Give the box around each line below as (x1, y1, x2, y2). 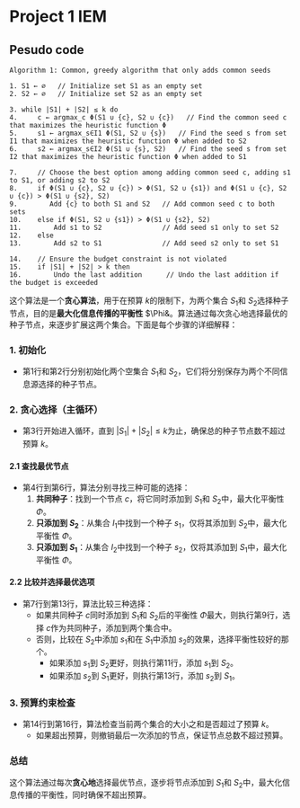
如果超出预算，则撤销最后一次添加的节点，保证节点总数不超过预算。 (35, 730, 288, 741)
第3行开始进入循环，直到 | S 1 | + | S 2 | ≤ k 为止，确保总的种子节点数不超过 (22, 425, 286, 438)
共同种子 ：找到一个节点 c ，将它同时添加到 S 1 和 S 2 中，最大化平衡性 (35, 493, 285, 506)
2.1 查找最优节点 (9, 460, 69, 471)
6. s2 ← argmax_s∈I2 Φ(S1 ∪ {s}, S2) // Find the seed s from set (9, 145, 287, 154)
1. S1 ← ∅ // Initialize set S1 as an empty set (9, 82, 203, 91)
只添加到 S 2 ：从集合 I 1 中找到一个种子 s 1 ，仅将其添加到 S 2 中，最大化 (35, 517, 287, 530)
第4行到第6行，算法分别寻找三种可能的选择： (22, 483, 190, 493)
